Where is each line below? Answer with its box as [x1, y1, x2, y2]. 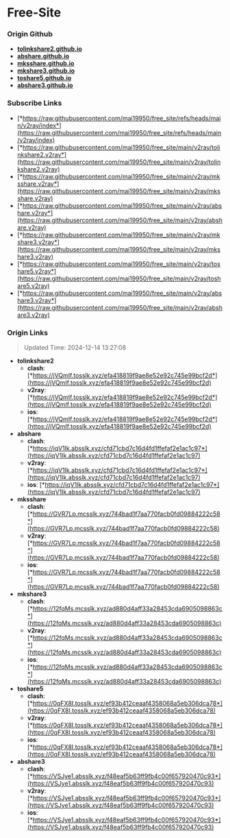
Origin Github [7, 29, 53, 39]
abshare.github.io [16, 52, 70, 60]
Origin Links [7, 328, 49, 337]
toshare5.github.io [16, 74, 72, 82]
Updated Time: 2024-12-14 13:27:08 [23, 344, 127, 352]
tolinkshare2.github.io [16, 45, 82, 53]
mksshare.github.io [16, 60, 75, 68]
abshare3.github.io [16, 81, 73, 90]
